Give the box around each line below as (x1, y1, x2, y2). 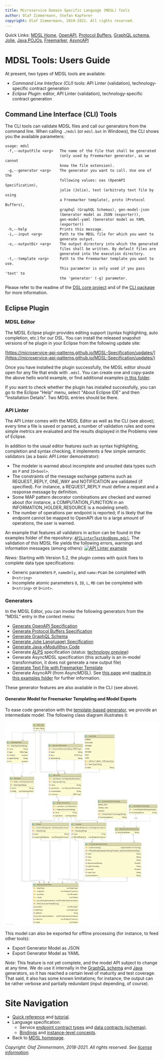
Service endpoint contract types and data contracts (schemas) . (19, 1024, 147, 1030)
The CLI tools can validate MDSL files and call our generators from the (5, 123, 146, 129)
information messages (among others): (5, 545, 83, 551)
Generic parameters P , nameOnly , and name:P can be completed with (12, 570, 146, 576)
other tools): (5, 936, 30, 941)
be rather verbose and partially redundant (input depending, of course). (5, 980, 149, 987)
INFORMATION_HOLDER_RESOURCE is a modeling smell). (12, 505, 129, 510)
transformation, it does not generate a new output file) (12, 659, 122, 666)
